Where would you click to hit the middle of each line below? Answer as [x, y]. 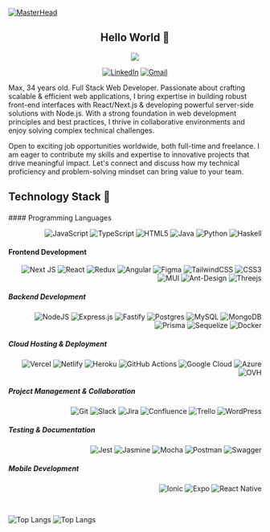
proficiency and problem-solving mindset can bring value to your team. [126, 171]
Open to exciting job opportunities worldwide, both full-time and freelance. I [134, 145]
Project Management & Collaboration [72, 391]
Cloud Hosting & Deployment [57, 344]
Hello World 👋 [135, 37]
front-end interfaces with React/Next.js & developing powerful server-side [131, 104]
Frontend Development [47, 252]
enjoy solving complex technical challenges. [82, 130]
